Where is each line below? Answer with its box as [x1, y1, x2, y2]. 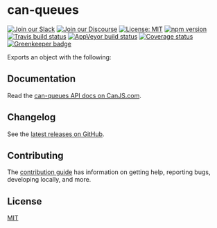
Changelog [7, 111, 56, 123]
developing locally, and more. [7, 175, 92, 184]
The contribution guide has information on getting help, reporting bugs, [7, 168, 211, 176]
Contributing [7, 149, 64, 161]
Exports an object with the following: [7, 53, 112, 61]
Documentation [7, 73, 76, 85]
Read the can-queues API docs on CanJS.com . [7, 91, 142, 99]
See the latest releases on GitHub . [7, 130, 105, 138]
